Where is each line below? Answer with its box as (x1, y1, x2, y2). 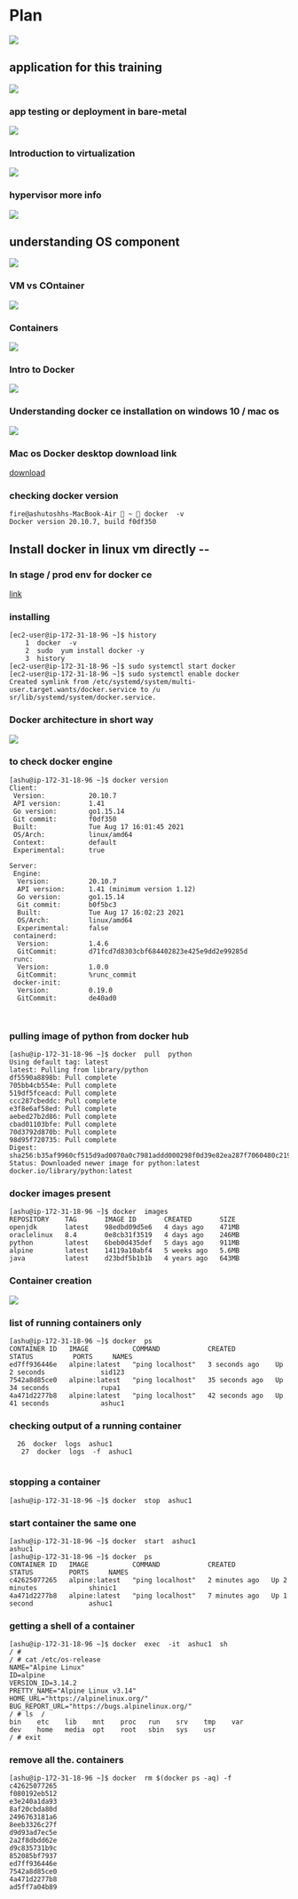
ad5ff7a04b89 (9, 1883, 58, 1892)
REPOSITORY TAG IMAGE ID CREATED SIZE (9, 1215, 237, 1224)
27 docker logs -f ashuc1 (20, 1447, 133, 1457)
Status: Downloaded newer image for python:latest (9, 1159, 200, 1168)
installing (9, 610, 51, 623)
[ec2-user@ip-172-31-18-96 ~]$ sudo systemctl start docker (9, 662, 237, 672)
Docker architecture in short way (9, 713, 153, 726)
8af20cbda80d (9, 1805, 58, 1815)
